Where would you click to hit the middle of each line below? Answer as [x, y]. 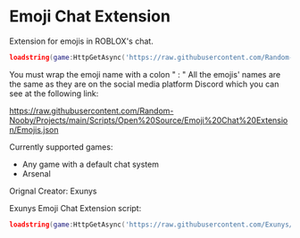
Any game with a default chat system [90, 164]
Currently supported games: [61, 147]
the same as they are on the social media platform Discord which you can [144, 84]
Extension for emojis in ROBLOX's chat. [81, 41]
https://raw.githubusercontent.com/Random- [92, 111]
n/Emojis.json [34, 129]
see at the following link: [54, 93]
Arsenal [36, 173]
